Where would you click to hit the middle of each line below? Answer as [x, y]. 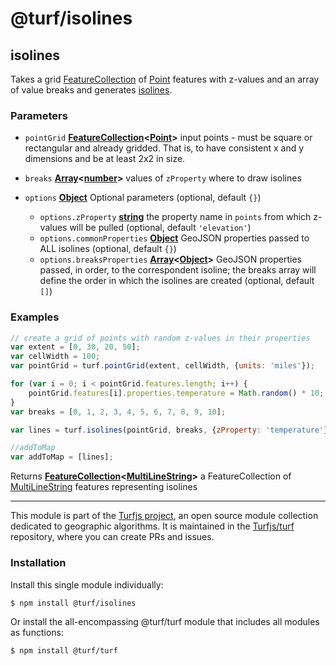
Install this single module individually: [87, 584]
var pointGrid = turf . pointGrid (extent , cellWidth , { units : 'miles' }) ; [162, 366]
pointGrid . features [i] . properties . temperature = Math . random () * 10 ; [176, 393]
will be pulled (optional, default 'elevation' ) [160, 228]
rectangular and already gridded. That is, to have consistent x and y [164, 148]
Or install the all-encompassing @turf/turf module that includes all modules [165, 622]
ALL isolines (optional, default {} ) [108, 249]
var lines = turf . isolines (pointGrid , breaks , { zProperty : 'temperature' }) [171, 430]
